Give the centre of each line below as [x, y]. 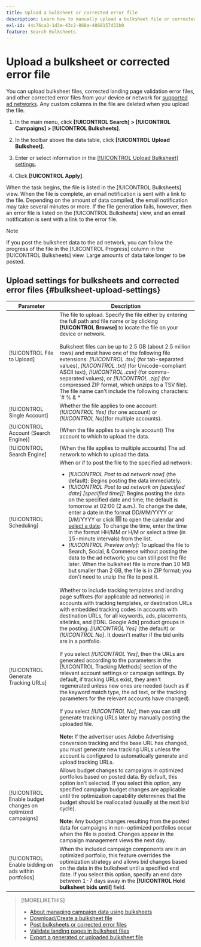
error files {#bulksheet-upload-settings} [83, 290]
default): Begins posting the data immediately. [125, 480]
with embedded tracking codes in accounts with [119, 609]
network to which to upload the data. [105, 454]
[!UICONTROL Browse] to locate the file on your [119, 327]
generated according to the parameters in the [115, 660]
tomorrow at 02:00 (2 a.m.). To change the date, [128, 506]
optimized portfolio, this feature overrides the [115, 855]
